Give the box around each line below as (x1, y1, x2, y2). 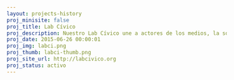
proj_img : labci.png (6, 42, 67, 49)
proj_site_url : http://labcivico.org (6, 56, 117, 63)
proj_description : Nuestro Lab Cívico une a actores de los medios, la (6, 29, 219, 37)
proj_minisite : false (6, 17, 70, 24)
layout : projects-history (6, 10, 82, 17)
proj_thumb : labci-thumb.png (6, 49, 92, 56)
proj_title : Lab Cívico (6, 23, 76, 30)
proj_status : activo (6, 62, 67, 69)
